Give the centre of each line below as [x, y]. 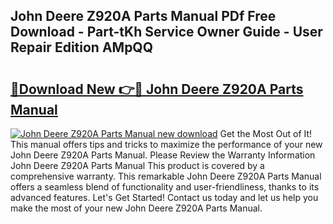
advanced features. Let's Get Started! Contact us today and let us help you [164, 197]
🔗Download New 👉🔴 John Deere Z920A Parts [157, 89]
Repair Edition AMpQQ [81, 47]
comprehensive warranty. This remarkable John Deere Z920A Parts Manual [166, 176]
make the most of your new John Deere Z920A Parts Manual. [136, 208]
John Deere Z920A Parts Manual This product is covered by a [137, 165]
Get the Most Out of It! [266, 133]
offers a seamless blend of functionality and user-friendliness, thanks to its [165, 187]
